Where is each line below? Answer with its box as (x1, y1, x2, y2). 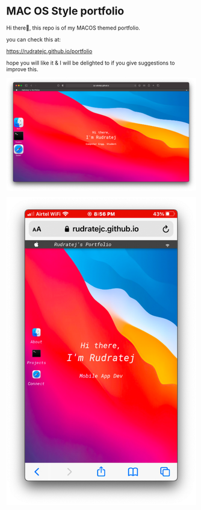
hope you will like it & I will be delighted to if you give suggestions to (6, 59, 176, 66)
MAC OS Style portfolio (6, 4, 125, 18)
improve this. (6, 65, 39, 73)
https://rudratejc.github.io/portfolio (6, 47, 93, 55)
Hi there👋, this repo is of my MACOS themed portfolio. (6, 24, 140, 31)
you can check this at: (6, 36, 61, 43)
